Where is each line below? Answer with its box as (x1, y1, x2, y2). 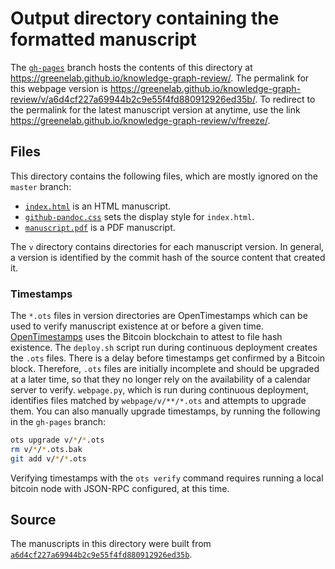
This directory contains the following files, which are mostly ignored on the (10, 170, 318, 182)
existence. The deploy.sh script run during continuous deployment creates (10, 342, 318, 354)
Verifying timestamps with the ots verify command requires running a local (10, 472, 324, 484)
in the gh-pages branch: (10, 416, 107, 428)
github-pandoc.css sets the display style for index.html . (24, 210, 255, 222)
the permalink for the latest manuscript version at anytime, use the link (10, 103, 301, 116)
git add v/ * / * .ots (10, 453, 87, 464)
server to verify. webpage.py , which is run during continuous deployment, (10, 384, 309, 396)
